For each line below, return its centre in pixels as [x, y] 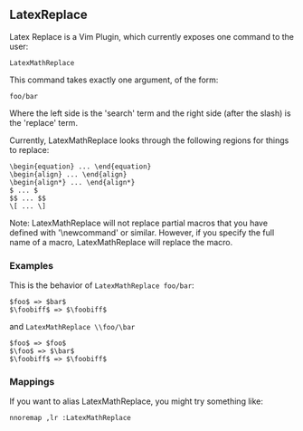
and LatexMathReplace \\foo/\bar [72, 327]
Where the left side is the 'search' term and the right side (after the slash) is [150, 113]
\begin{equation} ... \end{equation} [80, 167]
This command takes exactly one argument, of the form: [114, 80]
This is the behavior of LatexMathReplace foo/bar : [102, 285]
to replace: [29, 149]
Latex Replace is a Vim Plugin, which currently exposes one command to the [152, 36]
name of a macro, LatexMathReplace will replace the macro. [121, 242]
